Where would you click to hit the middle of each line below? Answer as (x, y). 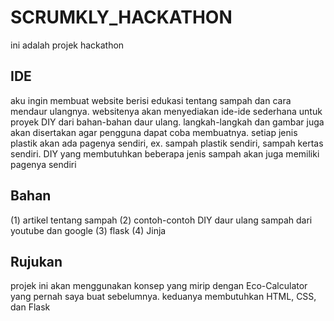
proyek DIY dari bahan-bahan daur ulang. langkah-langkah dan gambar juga (167, 122)
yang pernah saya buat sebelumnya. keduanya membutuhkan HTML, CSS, (163, 297)
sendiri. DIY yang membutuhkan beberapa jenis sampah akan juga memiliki (165, 153)
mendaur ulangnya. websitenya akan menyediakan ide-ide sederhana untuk (166, 111)
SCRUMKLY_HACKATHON (121, 17)
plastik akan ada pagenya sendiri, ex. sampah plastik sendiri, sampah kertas (167, 143)
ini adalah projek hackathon (67, 45)
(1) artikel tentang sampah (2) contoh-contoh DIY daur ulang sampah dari (161, 220)
